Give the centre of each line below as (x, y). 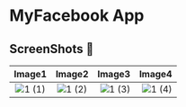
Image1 (31, 74)
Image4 (155, 74)
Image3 (114, 74)
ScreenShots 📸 (52, 49)
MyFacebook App (77, 16)
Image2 (72, 74)
